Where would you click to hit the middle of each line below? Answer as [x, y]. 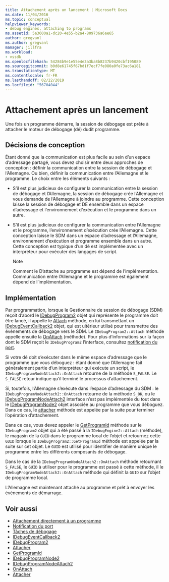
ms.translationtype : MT [30, 71]
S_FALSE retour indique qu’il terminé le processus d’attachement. [72, 379]
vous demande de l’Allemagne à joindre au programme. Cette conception [88, 199]
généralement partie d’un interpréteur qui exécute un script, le [70, 368]
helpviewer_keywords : [28, 24]
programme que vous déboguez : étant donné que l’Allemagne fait [74, 363]
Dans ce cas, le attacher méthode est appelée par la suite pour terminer [80, 410]
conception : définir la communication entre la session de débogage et [79, 168]
